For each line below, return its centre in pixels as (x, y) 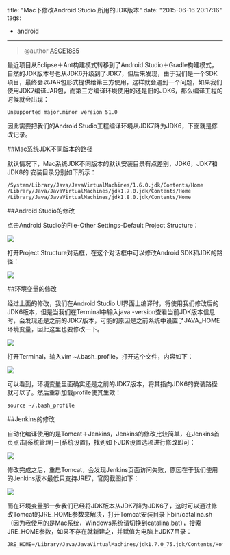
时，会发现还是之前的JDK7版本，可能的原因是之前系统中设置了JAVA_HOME (114, 320)
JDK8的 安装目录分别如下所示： (52, 172)
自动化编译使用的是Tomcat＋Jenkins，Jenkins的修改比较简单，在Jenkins (111, 434)
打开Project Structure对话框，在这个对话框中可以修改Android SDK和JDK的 (112, 253)
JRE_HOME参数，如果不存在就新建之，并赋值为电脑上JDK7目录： (100, 531)
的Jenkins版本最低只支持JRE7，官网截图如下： (73, 478)
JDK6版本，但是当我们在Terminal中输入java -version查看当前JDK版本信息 (111, 312)
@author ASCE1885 (52, 51)
